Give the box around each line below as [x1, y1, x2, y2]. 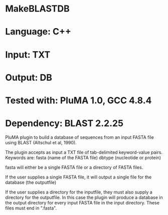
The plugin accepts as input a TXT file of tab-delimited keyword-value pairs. [5, 149, 163, 155]
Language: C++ [5, 26, 71, 38]
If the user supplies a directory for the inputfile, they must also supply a [5, 189, 153, 195]
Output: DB [5, 72, 53, 83]
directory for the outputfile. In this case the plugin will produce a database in [5, 194, 163, 200]
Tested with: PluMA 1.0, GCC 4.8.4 [5, 95, 152, 106]
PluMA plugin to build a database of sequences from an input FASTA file [5, 134, 154, 140]
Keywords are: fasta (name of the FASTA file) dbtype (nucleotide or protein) [5, 154, 161, 160]
